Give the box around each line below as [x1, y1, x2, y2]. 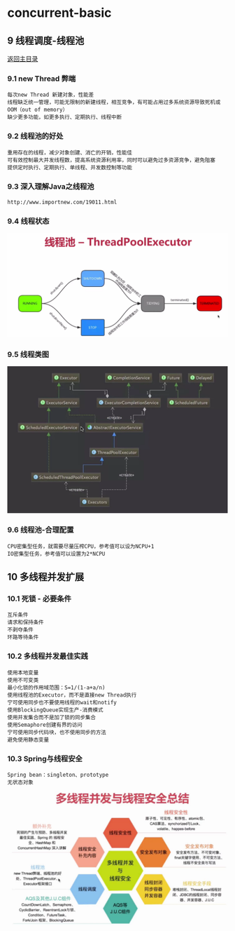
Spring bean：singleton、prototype [7, 772, 109, 779]
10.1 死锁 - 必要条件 [7, 594, 72, 604]
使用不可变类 [7, 676, 39, 683]
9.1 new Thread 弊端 [7, 74, 76, 83]
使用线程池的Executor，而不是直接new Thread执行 [7, 691, 137, 699]
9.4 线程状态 [7, 216, 50, 226]
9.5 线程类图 [7, 349, 49, 359]
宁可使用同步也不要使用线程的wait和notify [7, 699, 117, 706]
